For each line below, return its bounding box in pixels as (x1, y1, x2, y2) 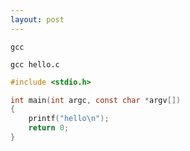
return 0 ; (28, 123, 70, 133)
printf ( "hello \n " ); (28, 114, 110, 124)
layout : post (10, 14, 65, 25)
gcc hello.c (10, 59, 60, 70)
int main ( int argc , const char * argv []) (10, 95, 182, 105)
